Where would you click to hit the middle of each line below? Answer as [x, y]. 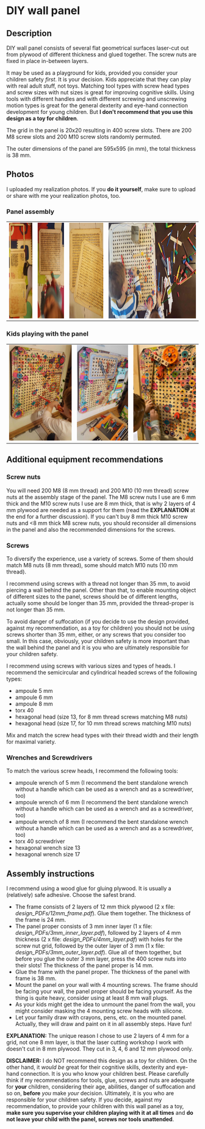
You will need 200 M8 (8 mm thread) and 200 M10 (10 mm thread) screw [98, 490]
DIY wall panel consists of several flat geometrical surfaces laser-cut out [98, 48]
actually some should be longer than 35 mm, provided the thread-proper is [100, 603]
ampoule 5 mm [34, 690]
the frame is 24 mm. [41, 920]
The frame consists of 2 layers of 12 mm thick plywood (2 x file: [95, 907]
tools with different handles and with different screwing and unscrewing [96, 99]
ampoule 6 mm [34, 697]
